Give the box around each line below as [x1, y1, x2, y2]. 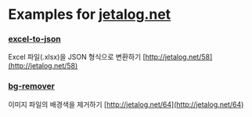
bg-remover [8, 81, 55, 92]
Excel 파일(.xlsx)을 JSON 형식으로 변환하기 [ [8, 53, 146, 62]
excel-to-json [8, 34, 61, 45]
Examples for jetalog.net [8, 5, 171, 24]
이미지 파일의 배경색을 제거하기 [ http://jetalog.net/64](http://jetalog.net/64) [8, 100, 244, 109]
